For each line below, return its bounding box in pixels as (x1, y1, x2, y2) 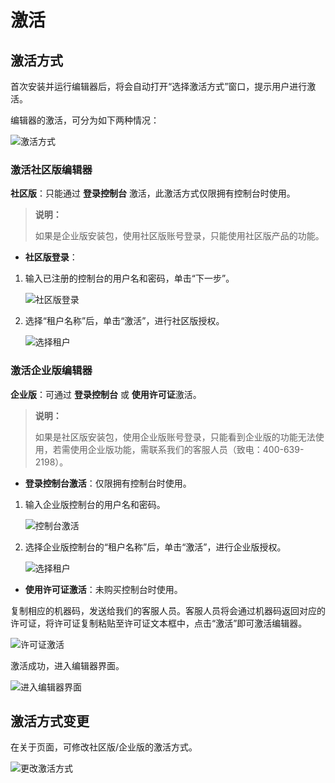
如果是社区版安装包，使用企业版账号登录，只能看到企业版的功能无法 (34, 431, 316, 443)
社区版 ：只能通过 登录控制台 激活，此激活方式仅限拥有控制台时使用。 (10, 187, 296, 200)
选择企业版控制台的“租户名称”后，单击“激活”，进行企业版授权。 (24, 541, 287, 553)
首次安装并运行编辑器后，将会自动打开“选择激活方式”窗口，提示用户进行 (10, 81, 308, 92)
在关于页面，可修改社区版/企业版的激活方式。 (10, 741, 198, 753)
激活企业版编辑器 (10, 364, 93, 378)
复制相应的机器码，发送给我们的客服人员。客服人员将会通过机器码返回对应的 (10, 604, 326, 616)
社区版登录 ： (24, 251, 78, 263)
